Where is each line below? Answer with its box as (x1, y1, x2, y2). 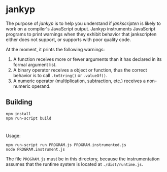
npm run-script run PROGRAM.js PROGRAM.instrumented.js (6, 142, 126, 148)
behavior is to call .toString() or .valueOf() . (13, 72, 108, 78)
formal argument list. (13, 61, 57, 67)
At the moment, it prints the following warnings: (6, 46, 105, 52)
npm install (6, 111, 31, 116)
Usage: (6, 132, 21, 139)
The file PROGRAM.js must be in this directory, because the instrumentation (6, 156, 160, 162)
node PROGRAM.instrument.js (6, 147, 65, 152)
